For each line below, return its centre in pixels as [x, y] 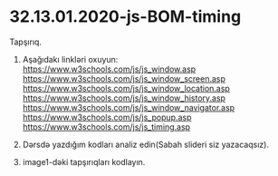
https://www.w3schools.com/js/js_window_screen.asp [124, 78]
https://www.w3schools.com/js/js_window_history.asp [124, 98]
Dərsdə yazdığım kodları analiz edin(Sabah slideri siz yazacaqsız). [146, 144]
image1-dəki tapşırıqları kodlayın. [84, 161]
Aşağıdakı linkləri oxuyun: [70, 59]
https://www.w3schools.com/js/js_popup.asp [107, 117]
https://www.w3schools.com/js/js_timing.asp [106, 127]
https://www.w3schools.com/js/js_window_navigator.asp [129, 107]
